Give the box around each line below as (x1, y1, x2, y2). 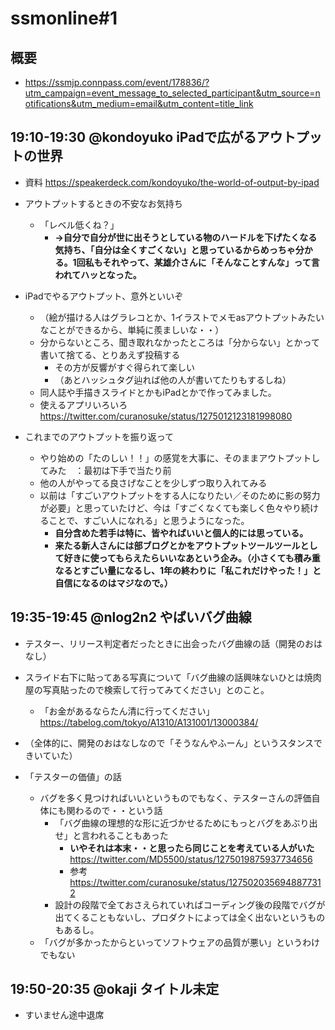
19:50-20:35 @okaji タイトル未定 (10, 981, 220, 998)
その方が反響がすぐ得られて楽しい (54, 361, 195, 373)
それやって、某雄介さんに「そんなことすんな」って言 (102, 256, 320, 268)
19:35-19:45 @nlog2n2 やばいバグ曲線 (10, 609, 252, 626)
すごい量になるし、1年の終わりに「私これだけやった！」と (80, 564, 322, 576)
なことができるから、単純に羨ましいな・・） (39, 323, 225, 336)
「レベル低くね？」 (39, 218, 120, 231)
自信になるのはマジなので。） (54, 577, 173, 589)
